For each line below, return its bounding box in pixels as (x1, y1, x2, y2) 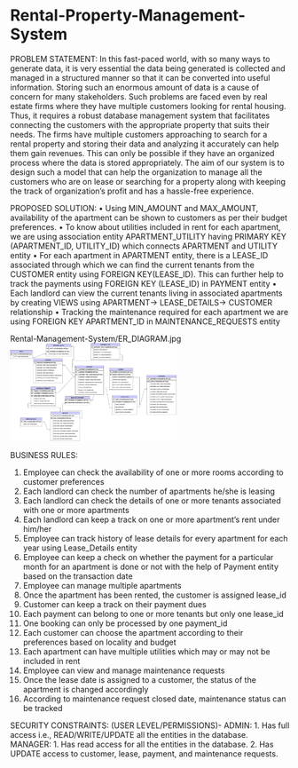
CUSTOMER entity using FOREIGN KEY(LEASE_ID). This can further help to (10, 268, 285, 280)
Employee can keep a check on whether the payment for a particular (22, 552, 274, 562)
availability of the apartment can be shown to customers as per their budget (10, 212, 287, 223)
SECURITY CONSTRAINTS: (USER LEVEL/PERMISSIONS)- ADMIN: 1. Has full (10, 720, 290, 731)
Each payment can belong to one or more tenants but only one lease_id (22, 609, 284, 619)
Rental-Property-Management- (10, 5, 247, 26)
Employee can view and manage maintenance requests (22, 665, 225, 676)
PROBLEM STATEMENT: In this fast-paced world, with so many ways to (10, 53, 271, 64)
